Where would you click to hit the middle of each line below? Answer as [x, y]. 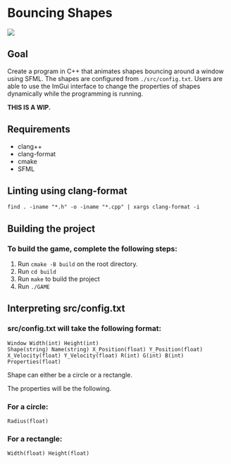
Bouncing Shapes [60, 13]
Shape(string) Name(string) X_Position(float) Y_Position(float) [105, 349]
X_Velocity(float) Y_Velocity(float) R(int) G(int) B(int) [96, 356]
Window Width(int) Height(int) [53, 343]
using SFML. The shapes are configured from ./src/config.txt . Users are [115, 78]
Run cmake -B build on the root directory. [78, 264]
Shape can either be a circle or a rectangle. [70, 375]
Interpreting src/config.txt [66, 309]
